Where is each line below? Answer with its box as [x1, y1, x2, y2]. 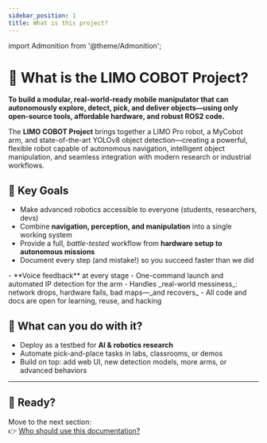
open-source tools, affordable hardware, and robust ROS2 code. [8, 112, 225, 121]
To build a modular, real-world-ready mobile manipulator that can [8, 94, 229, 104]
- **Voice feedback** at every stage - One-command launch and [8, 271, 224, 280]
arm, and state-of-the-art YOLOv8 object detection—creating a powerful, [8, 136, 248, 145]
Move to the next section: [8, 417, 91, 426]
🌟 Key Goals [8, 183, 69, 197]
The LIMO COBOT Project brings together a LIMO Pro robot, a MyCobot [8, 127, 244, 137]
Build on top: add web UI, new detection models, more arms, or [19, 357, 227, 367]
